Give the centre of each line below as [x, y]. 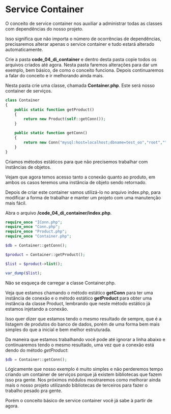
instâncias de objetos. [28, 167]
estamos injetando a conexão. [37, 309]
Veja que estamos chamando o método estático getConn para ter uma [79, 292]
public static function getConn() [51, 133]
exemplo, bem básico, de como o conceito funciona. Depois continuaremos [84, 70]
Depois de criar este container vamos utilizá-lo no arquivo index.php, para [83, 192]
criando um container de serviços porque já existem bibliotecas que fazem [83, 374]
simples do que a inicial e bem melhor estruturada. [58, 330]
